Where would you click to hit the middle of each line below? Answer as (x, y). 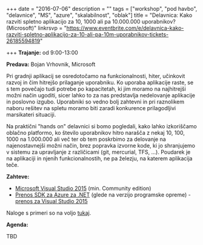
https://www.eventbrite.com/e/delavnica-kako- (125, 28)
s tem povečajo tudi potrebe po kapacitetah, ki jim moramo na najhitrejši (96, 89)
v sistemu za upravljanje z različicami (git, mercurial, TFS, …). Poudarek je (98, 152)
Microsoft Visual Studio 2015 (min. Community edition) (83, 188)
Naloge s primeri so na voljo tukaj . (49, 213)
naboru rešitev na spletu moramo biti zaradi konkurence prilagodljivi (91, 108)
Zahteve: (18, 177)
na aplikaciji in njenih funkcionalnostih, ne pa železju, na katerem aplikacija (99, 158)
